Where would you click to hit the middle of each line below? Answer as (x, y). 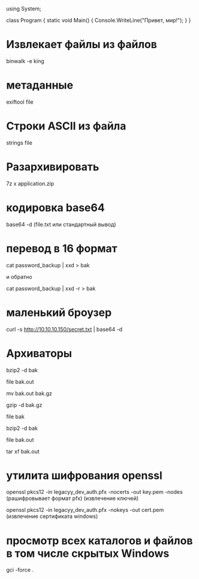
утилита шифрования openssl (85, 475)
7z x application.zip (30, 183)
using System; (24, 9)
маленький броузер (59, 313)
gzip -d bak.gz (24, 405)
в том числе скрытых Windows (88, 553)
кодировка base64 (55, 208)
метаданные (40, 85)
